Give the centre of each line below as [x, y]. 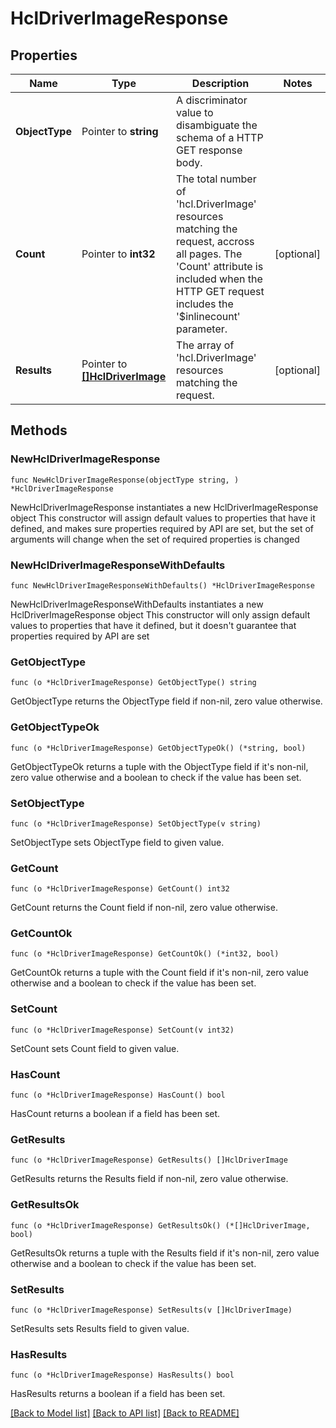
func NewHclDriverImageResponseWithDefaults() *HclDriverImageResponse [162, 585]
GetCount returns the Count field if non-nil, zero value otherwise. [144, 908]
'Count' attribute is [220, 266]
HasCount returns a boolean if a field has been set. [115, 1114]
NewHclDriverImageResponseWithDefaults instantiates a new [137, 604]
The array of [205, 345]
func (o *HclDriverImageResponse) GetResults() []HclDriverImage [149, 1160]
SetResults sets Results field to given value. [100, 1328]
